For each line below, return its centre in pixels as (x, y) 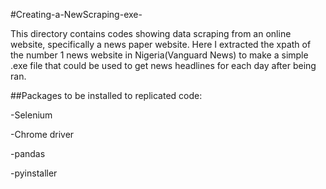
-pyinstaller (34, 173)
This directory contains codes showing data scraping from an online (151, 33)
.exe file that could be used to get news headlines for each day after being (163, 65)
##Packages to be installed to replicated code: (106, 95)
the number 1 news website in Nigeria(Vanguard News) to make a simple (159, 55)
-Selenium (31, 115)
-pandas (28, 153)
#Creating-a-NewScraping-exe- (76, 14)
